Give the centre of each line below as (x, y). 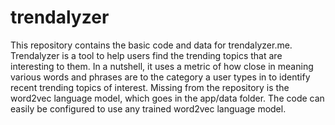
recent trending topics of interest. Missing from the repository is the (150, 87)
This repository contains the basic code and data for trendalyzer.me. (151, 45)
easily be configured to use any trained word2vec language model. (148, 108)
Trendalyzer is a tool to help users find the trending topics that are (146, 55)
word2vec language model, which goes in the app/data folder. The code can (167, 98)
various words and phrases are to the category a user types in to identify (160, 77)
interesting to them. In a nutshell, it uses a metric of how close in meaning (162, 66)
